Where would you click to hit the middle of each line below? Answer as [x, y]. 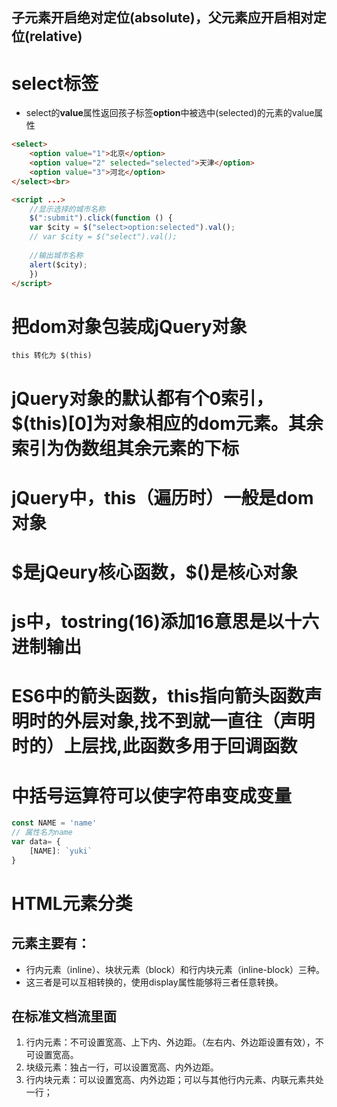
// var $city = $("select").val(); [103, 237]
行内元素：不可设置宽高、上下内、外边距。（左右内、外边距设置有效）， [170, 1042]
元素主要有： [51, 943]
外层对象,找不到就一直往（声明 [190, 721]
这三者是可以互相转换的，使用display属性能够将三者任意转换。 [154, 982]
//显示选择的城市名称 [67, 209]
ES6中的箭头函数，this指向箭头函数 [158, 696]
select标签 [55, 83]
